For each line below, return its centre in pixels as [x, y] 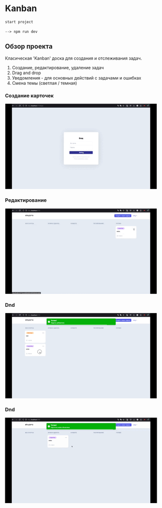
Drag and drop [26, 73]
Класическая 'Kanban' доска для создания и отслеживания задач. [74, 58]
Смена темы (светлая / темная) [44, 83]
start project [19, 22]
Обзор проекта [29, 47]
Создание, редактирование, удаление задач [58, 67]
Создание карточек [29, 95]
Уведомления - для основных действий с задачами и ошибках [76, 78]
